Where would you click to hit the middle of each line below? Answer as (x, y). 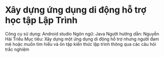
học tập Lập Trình (41, 20)
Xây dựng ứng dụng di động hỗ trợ (76, 10)
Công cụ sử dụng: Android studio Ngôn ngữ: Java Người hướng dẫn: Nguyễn (82, 34)
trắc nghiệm (17, 49)
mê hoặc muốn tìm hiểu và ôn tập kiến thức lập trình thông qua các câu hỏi (81, 44)
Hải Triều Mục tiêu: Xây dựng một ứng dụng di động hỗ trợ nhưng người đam (82, 39)
